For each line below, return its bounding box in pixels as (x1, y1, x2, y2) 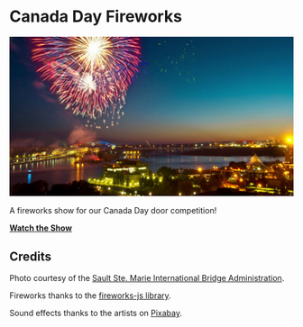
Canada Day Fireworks (9, 6, 183, 27)
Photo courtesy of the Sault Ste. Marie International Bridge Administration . (9, 273, 285, 284)
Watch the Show (9, 223, 72, 233)
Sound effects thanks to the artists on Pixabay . (9, 308, 183, 319)
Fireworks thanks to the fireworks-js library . (9, 290, 171, 301)
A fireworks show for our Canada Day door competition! (9, 205, 217, 216)
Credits (9, 249, 52, 264)
